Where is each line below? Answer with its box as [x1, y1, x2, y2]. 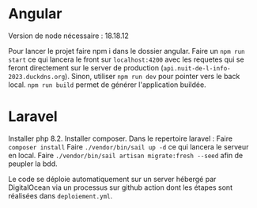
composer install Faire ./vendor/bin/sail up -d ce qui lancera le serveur [8, 142, 249, 151]
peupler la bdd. [8, 159, 58, 168]
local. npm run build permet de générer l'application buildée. [8, 80, 207, 89]
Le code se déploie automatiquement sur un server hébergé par [8, 174, 217, 183]
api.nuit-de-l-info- [163, 64, 231, 72]
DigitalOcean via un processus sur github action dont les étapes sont [8, 183, 233, 192]
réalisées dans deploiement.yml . [8, 191, 113, 200]
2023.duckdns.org [8, 73, 66, 81]
